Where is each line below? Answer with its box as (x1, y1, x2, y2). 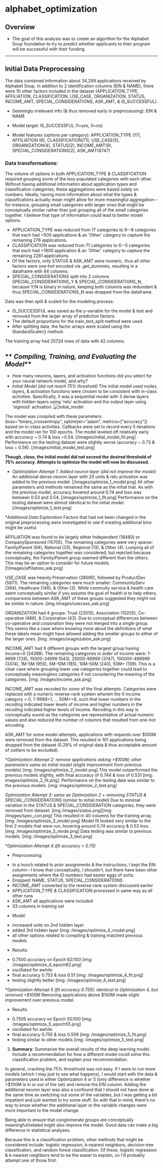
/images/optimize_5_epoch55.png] (12, 1021, 81, 1027)
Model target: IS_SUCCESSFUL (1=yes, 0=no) (12, 122, 103, 128)
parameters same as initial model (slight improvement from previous (5, 762, 142, 768)
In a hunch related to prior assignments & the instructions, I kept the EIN (12, 862, 156, 868)
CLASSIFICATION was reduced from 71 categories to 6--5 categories (12, 242, 150, 248)
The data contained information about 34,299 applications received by (5, 78, 147, 83)
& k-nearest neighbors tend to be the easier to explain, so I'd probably (5, 1152, 145, 1158)
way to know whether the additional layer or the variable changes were (5, 1102, 147, 1108)
